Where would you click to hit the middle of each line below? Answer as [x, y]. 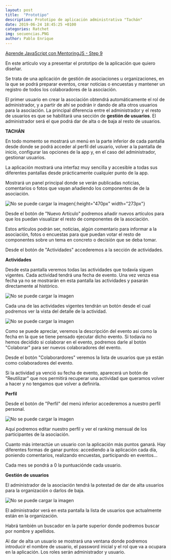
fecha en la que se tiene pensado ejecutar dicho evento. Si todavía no [79, 336]
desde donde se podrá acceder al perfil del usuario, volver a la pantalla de [83, 146]
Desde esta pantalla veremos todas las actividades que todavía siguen [79, 269]
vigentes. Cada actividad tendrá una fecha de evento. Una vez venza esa [82, 275]
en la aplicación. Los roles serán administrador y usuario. [65, 552]
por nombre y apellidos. [30, 531]
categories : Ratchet [27, 29]
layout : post [19, 10]
